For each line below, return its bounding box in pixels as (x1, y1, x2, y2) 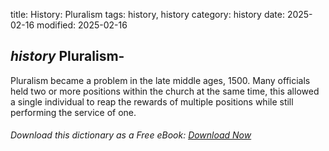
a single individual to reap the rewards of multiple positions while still (10, 95, 294, 108)
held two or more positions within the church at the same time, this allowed (10, 85, 320, 97)
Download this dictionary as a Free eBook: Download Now (10, 129, 252, 141)
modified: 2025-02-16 (36, 19, 128, 31)
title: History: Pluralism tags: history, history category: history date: (10, 9, 285, 20)
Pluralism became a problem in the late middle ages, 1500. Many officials (10, 74, 311, 86)
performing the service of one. (10, 106, 137, 118)
